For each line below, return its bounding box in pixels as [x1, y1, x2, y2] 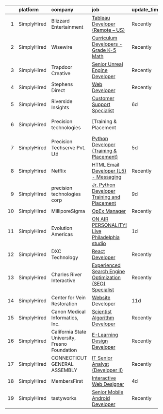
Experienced [92, 262, 121, 269]
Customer [92, 95, 114, 101]
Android [92, 395, 110, 401]
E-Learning [92, 332, 118, 338]
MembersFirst [51, 378, 83, 384]
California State [51, 329, 86, 335]
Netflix [51, 168, 66, 174]
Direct [51, 87, 65, 94]
